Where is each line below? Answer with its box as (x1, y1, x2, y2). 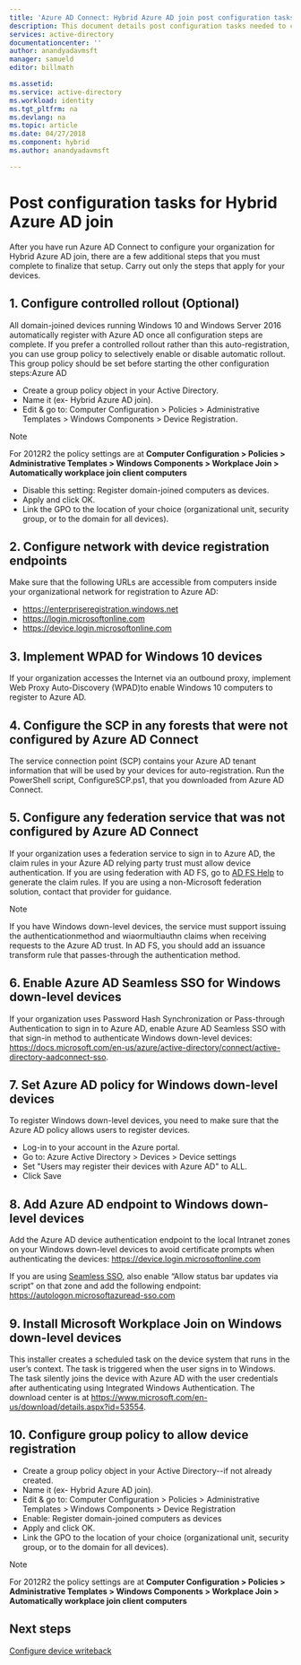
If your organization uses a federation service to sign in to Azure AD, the (9, 848, 276, 859)
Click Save (21, 1171, 62, 1181)
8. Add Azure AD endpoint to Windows (9, 1197, 229, 1212)
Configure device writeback (9, 1645, 112, 1656)
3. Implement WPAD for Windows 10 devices (9, 649, 262, 664)
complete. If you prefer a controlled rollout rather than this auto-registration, (9, 338, 289, 350)
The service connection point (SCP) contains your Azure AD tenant (9, 755, 257, 766)
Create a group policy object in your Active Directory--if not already (21, 1465, 272, 1476)
